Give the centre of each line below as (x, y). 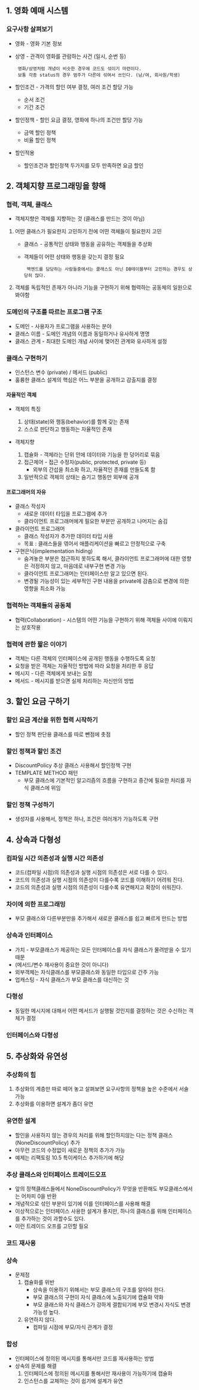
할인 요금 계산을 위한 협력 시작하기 (52, 720)
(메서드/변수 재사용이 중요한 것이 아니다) (62, 965)
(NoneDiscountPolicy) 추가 (48, 1142)
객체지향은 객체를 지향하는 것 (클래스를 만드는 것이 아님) (80, 219)
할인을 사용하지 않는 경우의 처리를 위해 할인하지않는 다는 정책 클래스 (94, 1135)
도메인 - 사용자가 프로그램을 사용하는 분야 (63, 326)
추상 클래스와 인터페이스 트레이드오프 (56, 1175)
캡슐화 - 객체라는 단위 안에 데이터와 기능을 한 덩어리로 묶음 (92, 455)
